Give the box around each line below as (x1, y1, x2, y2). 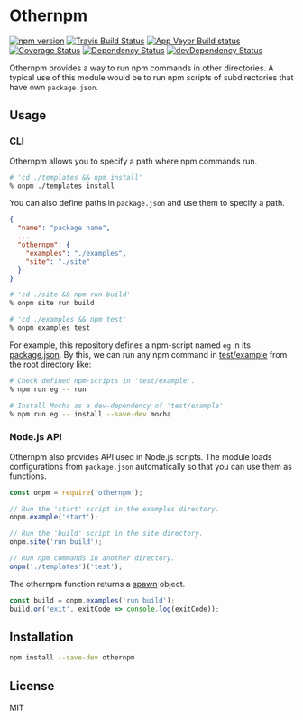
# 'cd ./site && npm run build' (9, 290, 131, 299)
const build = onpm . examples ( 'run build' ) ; (9, 595, 176, 605)
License (9, 678, 55, 694)
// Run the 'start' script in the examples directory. (9, 504, 220, 513)
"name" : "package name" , (17, 223, 111, 233)
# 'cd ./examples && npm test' (9, 315, 127, 324)
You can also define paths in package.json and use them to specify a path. (9, 198, 286, 209)
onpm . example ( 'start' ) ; (9, 512, 99, 522)
